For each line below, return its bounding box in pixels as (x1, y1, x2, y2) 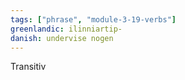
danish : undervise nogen (10, 33, 114, 43)
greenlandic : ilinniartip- (10, 24, 123, 34)
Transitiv (10, 61, 47, 73)
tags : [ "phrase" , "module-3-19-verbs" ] (10, 14, 177, 25)
